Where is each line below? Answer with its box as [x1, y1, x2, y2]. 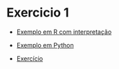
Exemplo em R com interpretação [16, 28, 112, 36]
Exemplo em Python [16, 41, 74, 49]
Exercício [16, 54, 43, 63]
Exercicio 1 [6, 5, 70, 21]
